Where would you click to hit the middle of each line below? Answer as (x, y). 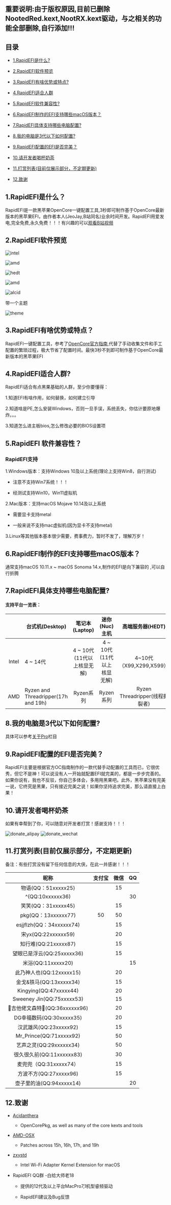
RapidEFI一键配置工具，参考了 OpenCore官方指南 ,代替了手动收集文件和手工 (84, 343)
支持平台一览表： (23, 605)
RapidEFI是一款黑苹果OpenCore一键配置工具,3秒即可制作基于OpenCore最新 (85, 210)
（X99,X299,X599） (144, 666)
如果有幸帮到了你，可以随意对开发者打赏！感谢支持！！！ (65, 823)
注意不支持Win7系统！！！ (40, 482)
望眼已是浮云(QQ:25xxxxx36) (48, 953)
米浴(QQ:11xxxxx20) (48, 963)
